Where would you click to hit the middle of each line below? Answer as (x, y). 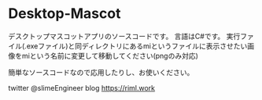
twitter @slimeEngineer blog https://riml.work (82, 87)
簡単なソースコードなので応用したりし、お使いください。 (101, 72)
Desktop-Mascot (65, 14)
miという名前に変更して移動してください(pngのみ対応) (110, 55)
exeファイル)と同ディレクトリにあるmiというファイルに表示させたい (137, 46)
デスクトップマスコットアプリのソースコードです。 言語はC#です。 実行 (124, 36)
